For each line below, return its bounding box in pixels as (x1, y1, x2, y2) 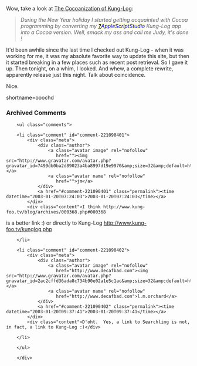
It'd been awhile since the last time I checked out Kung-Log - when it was (6, 46, 184, 53)
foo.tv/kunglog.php (6, 226, 53, 233)
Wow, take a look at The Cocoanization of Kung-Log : (6, 5, 134, 12)
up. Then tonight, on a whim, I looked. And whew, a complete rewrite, (6, 65, 174, 72)
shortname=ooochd (6, 94, 54, 101)
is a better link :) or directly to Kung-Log (6, 219, 103, 226)
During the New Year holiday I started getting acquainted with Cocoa (20, 16, 188, 23)
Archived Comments (6, 109, 66, 117)
